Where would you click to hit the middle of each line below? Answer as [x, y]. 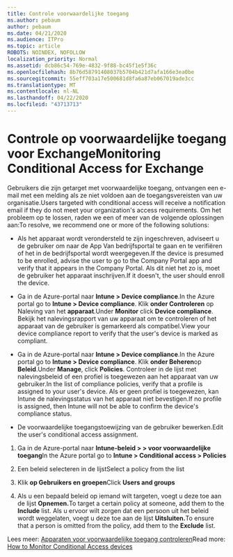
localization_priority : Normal [53, 59]
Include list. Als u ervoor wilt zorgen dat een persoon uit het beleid [113, 510]
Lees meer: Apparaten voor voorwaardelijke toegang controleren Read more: [116, 539]
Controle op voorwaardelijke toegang [117, 139]
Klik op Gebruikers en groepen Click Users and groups [96, 482]
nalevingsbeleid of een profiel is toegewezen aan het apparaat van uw [118, 376]
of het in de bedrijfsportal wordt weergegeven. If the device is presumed [120, 253]
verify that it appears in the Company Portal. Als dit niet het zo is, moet [119, 268]
